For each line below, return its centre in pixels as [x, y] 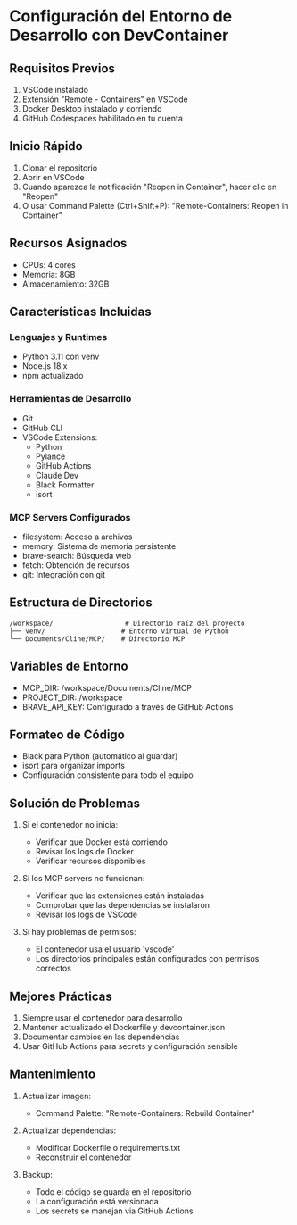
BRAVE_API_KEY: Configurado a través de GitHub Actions [128, 706]
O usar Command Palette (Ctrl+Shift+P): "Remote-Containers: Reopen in [155, 205]
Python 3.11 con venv [61, 357]
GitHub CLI [42, 428]
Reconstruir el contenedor [83, 1157]
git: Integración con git [63, 574]
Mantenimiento [53, 1075]
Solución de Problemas [75, 803]
